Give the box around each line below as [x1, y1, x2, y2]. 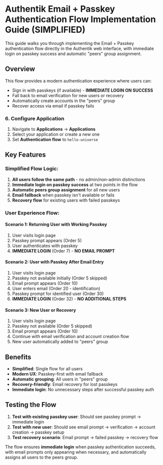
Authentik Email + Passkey [5, 3, 115, 15]
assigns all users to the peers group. [5, 454, 78, 460]
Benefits [5, 353, 32, 361]
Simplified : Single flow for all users [12, 366, 83, 372]
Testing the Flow [5, 401, 57, 409]
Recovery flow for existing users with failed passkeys [12, 197, 120, 203]
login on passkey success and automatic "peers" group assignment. [5, 50, 142, 57]
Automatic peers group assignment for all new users [12, 187, 120, 192]
